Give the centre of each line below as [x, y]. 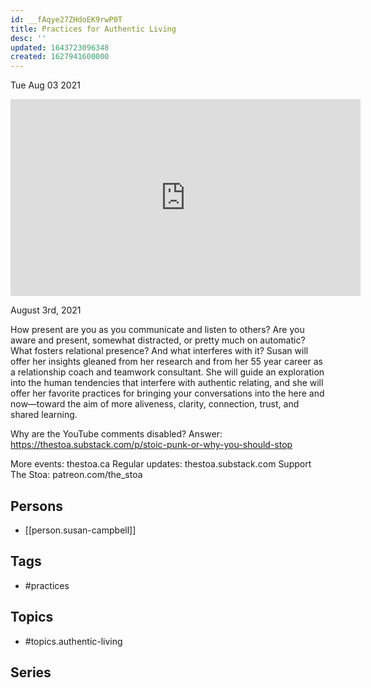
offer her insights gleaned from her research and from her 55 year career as [166, 362]
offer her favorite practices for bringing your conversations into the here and [167, 393]
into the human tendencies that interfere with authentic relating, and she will [167, 383]
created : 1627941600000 [60, 57]
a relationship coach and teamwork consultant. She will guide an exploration [167, 372]
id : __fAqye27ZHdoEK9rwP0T [66, 19]
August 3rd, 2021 [46, 310]
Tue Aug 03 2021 [45, 85]
